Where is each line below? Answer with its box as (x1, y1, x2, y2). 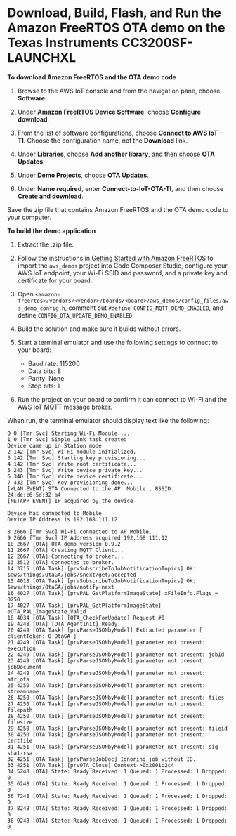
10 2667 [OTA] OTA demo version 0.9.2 (7, 540, 121, 547)
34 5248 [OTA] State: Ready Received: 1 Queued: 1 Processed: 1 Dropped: (7, 768, 228, 775)
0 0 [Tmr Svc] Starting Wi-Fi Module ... (7, 430, 131, 437)
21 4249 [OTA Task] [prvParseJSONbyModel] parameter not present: (7, 639, 206, 646)
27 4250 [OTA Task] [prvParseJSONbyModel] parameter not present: (7, 700, 206, 707)
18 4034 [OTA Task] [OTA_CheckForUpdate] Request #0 (7, 614, 165, 621)
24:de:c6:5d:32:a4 (7, 491, 61, 498)
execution (7, 645, 37, 652)
